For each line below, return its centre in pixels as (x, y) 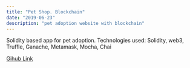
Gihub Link (20, 59)
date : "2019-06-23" (31, 18)
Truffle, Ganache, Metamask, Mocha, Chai (59, 47)
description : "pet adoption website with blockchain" (76, 23)
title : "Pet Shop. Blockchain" (46, 12)
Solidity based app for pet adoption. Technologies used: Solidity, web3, (95, 41)
